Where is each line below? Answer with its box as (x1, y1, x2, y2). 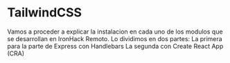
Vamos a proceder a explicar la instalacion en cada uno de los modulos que (7, 27, 223, 36)
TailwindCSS (7, 5, 82, 21)
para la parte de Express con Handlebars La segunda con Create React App (7, 42, 224, 50)
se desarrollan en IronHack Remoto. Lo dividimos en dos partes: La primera (7, 34, 223, 42)
